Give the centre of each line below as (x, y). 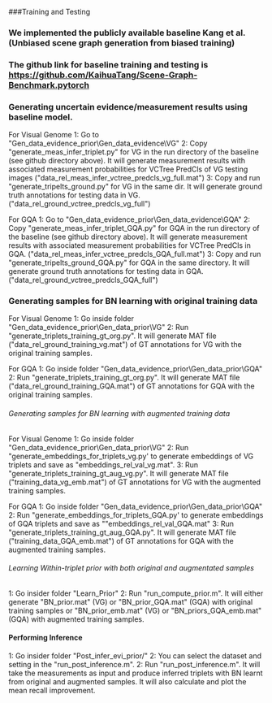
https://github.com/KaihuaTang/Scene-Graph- (103, 75)
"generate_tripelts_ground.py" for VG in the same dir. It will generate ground (135, 187)
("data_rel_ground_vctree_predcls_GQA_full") (83, 280)
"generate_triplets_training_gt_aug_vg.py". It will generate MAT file (119, 473)
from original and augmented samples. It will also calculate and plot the (127, 682)
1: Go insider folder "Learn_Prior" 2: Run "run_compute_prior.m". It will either (136, 593)
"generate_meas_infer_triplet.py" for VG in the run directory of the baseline (134, 152)
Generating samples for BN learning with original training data (133, 302)
